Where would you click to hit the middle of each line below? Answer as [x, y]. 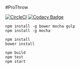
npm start [16, 61]
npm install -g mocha [28, 31]
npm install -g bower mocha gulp [40, 26]
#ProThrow [17, 7]
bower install [20, 44]
